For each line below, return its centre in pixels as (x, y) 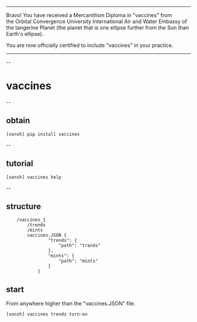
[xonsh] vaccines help (34, 177)
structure (23, 206)
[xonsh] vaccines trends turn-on (47, 314)
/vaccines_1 (31, 220)
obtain (18, 121)
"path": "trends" (79, 246)
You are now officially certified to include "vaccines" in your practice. (90, 45)
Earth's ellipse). (25, 34)
